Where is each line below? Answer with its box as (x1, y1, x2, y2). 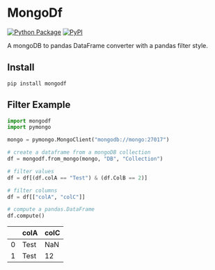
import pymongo (7, 124, 51, 131)
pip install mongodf (7, 80, 67, 87)
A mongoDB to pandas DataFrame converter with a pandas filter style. (7, 41, 209, 49)
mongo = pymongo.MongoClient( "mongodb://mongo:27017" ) (7, 136, 170, 143)
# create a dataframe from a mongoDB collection (7, 149, 151, 156)
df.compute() (7, 212, 45, 220)
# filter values (7, 168, 54, 175)
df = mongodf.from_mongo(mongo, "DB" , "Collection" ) (7, 155, 164, 163)
